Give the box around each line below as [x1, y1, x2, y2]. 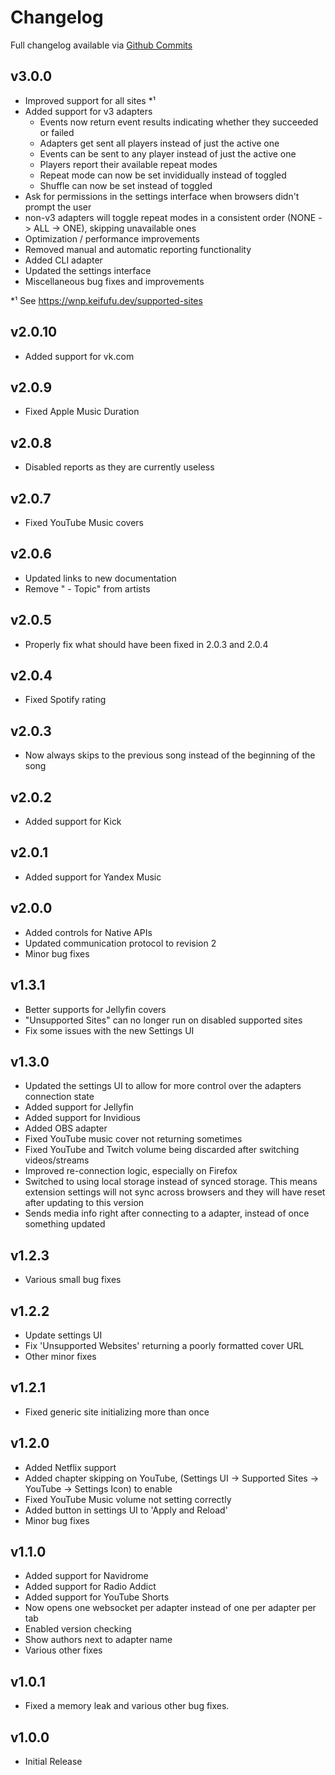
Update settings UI [24, 1329, 103, 1341]
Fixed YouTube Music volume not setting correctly [24, 1493, 232, 1505]
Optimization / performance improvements [24, 232, 200, 245]
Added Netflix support [24, 1461, 117, 1473]
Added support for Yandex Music [24, 871, 162, 883]
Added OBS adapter [24, 1122, 108, 1135]
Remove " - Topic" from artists [24, 582, 151, 595]
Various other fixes [24, 1644, 103, 1656]
